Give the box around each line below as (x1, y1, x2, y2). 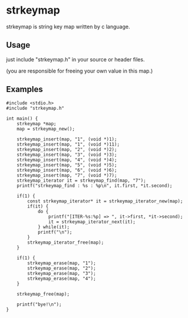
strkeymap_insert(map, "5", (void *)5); (17, 162, 117, 168)
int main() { (6, 116, 38, 122)
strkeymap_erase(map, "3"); (27, 270, 96, 276)
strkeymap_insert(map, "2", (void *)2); (17, 146, 117, 152)
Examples (6, 84, 43, 94)
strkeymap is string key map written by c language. (6, 23, 130, 30)
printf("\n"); (37, 229, 72, 235)
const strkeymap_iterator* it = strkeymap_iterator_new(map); (27, 198, 183, 204)
